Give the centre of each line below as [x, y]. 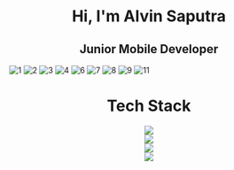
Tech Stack [149, 106]
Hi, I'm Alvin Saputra [149, 16]
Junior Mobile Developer [149, 49]
